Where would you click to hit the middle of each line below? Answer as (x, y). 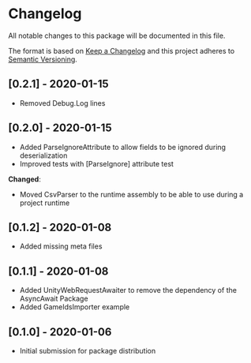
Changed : (24, 179)
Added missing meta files (61, 246)
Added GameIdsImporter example (75, 307)
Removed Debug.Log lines (62, 103)
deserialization (43, 155)
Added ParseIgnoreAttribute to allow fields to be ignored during (123, 147)
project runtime (45, 203)
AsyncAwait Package (54, 299)
